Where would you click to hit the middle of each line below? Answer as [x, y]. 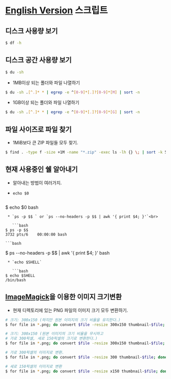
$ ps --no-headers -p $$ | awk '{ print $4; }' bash [58, 252]
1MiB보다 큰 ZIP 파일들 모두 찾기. [45, 143]
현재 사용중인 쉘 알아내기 [41, 170]
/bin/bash [16, 280]
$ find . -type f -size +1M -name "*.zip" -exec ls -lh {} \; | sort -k [84, 153]
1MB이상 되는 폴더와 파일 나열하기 [46, 83]
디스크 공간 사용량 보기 [39, 60]
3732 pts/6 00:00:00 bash [36, 234]
